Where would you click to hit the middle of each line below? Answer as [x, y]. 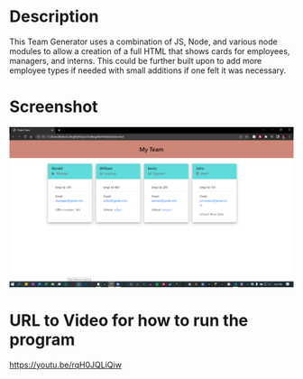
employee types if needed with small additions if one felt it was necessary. [148, 70]
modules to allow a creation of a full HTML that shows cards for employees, [150, 51]
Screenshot [54, 107]
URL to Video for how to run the [129, 321]
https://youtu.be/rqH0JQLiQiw [65, 365]
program [42, 340]
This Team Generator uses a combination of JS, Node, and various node [143, 42]
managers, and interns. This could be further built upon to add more [136, 60]
